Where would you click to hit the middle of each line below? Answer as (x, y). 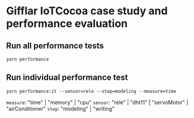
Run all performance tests (55, 46)
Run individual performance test (67, 78)
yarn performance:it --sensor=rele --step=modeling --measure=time (91, 91)
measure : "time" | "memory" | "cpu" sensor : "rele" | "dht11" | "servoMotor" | (97, 102)
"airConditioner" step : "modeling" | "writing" (60, 108)
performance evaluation (67, 24)
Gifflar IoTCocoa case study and (87, 11)
